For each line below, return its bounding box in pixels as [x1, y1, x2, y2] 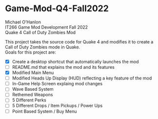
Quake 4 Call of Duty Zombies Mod [5, 29, 76, 35]
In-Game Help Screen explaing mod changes [12, 81, 103, 87]
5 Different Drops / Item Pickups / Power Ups [12, 103, 103, 109]
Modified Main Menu [12, 70, 54, 76]
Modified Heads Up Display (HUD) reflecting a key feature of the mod [12, 75, 152, 81]
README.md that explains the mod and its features [12, 64, 115, 70]
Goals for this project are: [5, 49, 56, 55]
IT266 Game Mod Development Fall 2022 [5, 24, 88, 30]
